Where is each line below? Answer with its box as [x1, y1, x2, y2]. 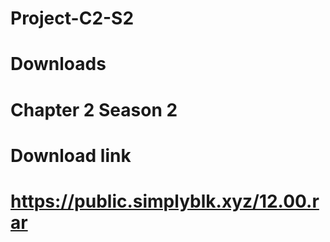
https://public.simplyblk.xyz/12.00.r [10, 190, 320, 212]
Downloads [10, 53, 107, 76]
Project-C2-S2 [10, 7, 135, 30]
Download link [10, 144, 132, 167]
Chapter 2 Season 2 [10, 98, 178, 121]
